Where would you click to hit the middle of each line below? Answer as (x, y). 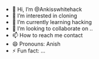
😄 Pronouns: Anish (36, 44)
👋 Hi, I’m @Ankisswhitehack (47, 9)
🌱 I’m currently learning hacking (52, 22)
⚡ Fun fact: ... (29, 51)
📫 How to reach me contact (47, 35)
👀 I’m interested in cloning (45, 16)
